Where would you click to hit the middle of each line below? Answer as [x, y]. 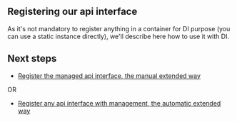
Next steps [32, 59]
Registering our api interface [72, 12]
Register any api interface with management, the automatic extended [119, 103]
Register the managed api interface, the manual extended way [109, 76]
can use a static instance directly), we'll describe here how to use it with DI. [118, 36]
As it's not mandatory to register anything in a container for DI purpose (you [119, 28]
